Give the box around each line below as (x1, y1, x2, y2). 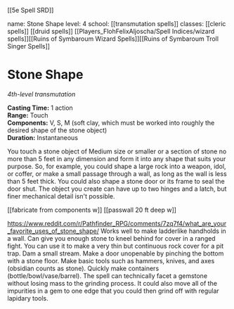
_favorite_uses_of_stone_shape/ (7, 227, 100, 235)
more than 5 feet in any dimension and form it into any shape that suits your (7, 154, 226, 163)
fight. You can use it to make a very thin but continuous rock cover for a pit (7, 241, 223, 250)
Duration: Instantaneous (7, 133, 79, 141)
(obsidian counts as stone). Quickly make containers (7, 264, 160, 272)
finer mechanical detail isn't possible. (7, 191, 115, 200)
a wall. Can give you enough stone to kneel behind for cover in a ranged (7, 234, 216, 242)
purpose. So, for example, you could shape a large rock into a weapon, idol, (7, 162, 226, 170)
